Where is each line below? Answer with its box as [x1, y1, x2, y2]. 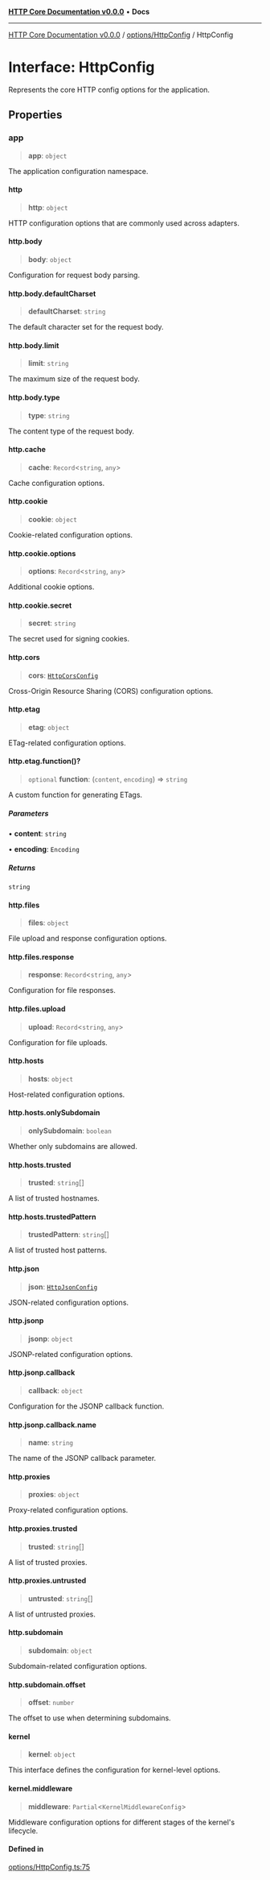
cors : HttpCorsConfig [27, 670, 99, 680]
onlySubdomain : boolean [27, 1126, 112, 1135]
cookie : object [27, 515, 78, 525]
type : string [27, 410, 70, 420]
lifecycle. [8, 1825, 39, 1836]
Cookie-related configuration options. [8, 530, 133, 540]
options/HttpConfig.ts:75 [8, 1861, 91, 1872]
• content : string [8, 829, 67, 839]
